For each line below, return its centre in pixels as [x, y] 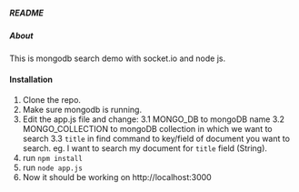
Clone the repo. [52, 99]
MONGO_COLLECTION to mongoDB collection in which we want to [147, 128]
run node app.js [53, 167]
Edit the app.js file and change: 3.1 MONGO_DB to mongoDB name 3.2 [153, 119]
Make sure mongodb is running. [82, 109]
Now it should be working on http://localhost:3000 [117, 177]
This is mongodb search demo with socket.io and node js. [117, 58]
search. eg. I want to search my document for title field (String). [145, 148]
